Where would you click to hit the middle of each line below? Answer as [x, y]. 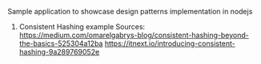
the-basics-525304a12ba [61, 43]
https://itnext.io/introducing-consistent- [170, 43]
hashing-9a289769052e [59, 52]
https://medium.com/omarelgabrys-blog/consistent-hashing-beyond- [134, 35]
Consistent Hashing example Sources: [82, 26]
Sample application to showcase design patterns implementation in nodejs [130, 11]
